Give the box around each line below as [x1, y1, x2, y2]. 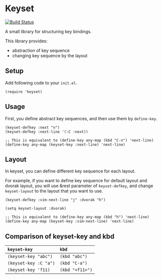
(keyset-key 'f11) [7, 267, 50, 273]
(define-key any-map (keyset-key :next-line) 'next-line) [5, 142, 125, 147]
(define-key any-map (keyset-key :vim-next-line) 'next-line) [5, 219, 134, 224]
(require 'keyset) [5, 89, 42, 94]
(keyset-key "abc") [7, 254, 53, 259]
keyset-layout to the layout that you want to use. [5, 188, 103, 194]
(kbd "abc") [60, 254, 88, 259]
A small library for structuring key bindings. [5, 28, 92, 34]
